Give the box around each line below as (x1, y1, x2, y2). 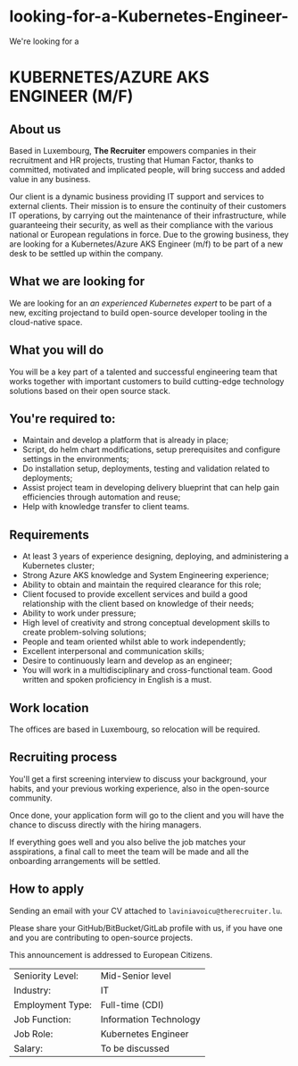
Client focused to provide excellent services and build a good (21, 589, 248, 600)
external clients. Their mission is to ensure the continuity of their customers (9, 200, 287, 211)
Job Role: (13, 1028, 54, 1040)
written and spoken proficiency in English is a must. (21, 675, 212, 685)
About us (9, 122, 62, 137)
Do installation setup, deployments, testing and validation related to (21, 463, 270, 474)
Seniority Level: (13, 969, 79, 982)
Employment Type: (13, 998, 92, 1011)
